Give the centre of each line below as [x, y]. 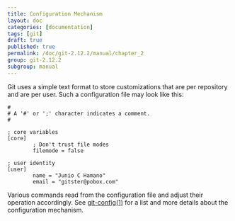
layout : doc [25, 21]
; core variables [33, 132]
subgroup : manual [33, 67]
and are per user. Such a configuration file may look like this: [96, 94]
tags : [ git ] [25, 34]
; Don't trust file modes [71, 144]
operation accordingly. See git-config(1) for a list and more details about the [118, 202]
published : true [31, 47]
